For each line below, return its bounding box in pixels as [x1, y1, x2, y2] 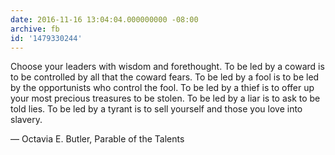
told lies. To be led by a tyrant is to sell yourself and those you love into [10, 103, 303, 115]
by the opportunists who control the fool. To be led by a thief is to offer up [10, 82, 315, 94]
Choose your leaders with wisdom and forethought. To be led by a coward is [10, 61, 325, 73]
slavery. [10, 114, 43, 126]
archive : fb [10, 24, 60, 34]
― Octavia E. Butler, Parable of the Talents [10, 133, 185, 145]
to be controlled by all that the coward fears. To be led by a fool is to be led [10, 71, 320, 83]
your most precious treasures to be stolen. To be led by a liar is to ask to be [10, 92, 321, 105]
